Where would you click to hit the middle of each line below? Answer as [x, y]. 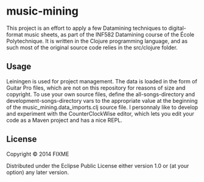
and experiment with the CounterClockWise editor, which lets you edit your [100, 113]
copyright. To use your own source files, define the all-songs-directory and [100, 94]
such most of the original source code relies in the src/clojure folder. [92, 47]
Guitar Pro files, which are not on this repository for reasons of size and [96, 88]
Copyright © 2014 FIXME [38, 154]
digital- [178, 28]
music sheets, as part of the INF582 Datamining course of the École [109, 34]
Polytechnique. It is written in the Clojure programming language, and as [97, 41]
